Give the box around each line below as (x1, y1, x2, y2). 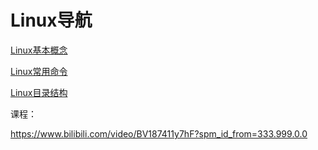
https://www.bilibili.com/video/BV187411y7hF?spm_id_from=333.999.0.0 (10, 127, 308, 140)
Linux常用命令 (10, 65, 68, 77)
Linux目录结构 (10, 86, 68, 98)
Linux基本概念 (10, 44, 68, 56)
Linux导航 (10, 9, 93, 32)
